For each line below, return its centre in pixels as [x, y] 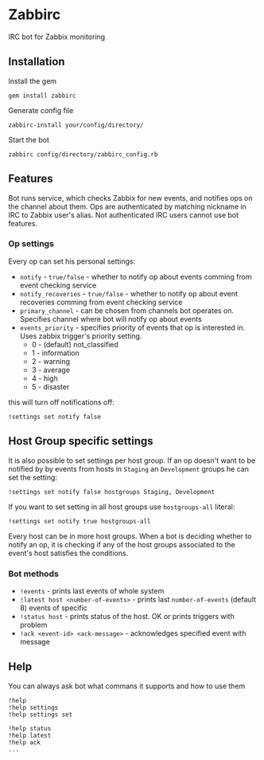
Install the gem [33, 80]
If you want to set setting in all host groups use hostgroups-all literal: [122, 507]
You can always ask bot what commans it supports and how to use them [127, 686]
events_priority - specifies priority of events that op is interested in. [132, 327]
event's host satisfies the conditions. [68, 553]
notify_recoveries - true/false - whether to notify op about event [129, 293]
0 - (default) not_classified [75, 344]
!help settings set [41, 715]
